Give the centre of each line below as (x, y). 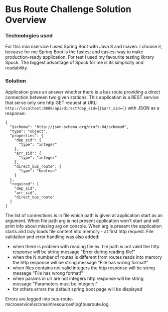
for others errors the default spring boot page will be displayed (77, 289)
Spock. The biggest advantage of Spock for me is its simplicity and (74, 63)
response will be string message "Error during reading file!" (74, 252)
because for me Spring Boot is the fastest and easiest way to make (74, 52)
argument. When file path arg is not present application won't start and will (82, 221)
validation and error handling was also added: (52, 237)
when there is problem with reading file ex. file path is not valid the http (86, 246)
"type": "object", (29, 131)
